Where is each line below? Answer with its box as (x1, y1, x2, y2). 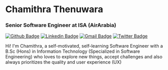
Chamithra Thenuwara (5, 4, 104, 15)
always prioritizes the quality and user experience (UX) (5, 59, 122, 65)
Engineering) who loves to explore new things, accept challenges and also (5, 54, 163, 60)
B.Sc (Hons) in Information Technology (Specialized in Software (5, 48, 140, 54)
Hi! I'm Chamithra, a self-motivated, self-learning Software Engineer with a (5, 43, 163, 49)
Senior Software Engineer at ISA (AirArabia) (5, 22, 117, 29)
